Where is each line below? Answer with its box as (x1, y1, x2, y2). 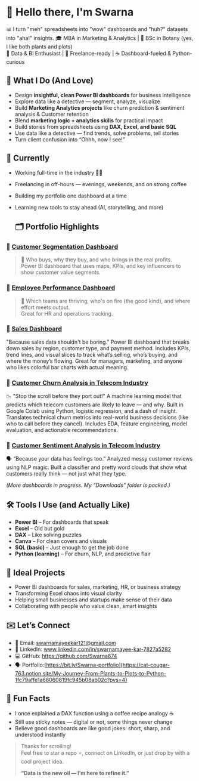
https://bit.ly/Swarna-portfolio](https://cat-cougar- (46, 661, 170, 668)
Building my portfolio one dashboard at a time (14, 192, 127, 199)
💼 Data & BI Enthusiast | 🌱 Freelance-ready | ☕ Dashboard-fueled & (6, 50, 172, 57)
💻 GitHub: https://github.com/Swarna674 (14, 652, 117, 659)
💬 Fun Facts (6, 693, 51, 703)
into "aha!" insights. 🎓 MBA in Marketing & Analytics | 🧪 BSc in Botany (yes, (6, 34, 194, 41)
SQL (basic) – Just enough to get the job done (14, 544, 129, 551)
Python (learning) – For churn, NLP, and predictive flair (14, 550, 151, 557)
